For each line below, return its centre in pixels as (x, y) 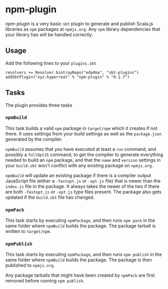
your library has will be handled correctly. (49, 34)
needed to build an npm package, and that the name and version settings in (83, 160)
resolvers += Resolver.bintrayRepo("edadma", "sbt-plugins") (72, 72)
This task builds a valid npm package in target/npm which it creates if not (81, 128)
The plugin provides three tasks (39, 105)
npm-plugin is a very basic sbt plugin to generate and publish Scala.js (79, 24)
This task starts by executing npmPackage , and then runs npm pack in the (80, 220)
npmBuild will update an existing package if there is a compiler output (78, 175)
